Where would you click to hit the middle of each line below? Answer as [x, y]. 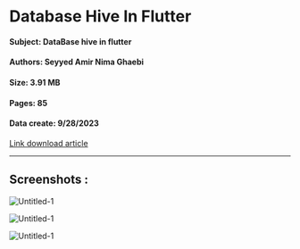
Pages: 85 [28, 103]
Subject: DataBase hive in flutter [71, 41]
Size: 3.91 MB [35, 82]
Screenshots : [49, 180]
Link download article [49, 143]
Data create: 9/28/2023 [54, 123]
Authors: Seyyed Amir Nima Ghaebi [77, 62]
